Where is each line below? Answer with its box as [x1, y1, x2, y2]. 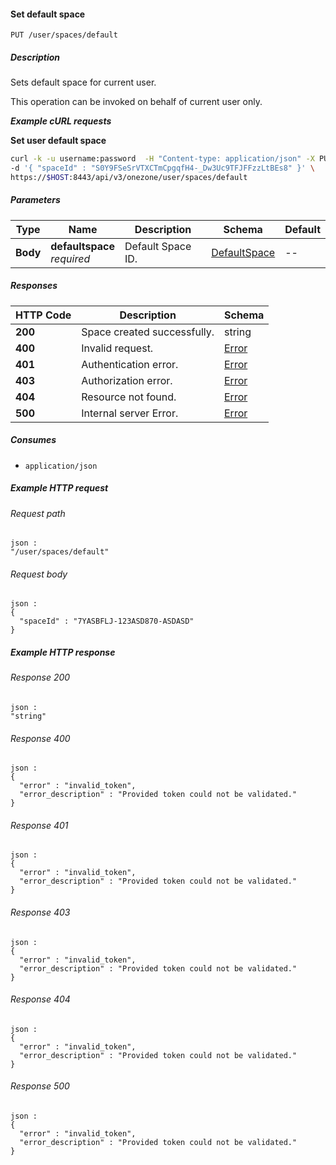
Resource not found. [81, 390, 177, 404]
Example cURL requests [10, 115, 112, 127]
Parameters [10, 194, 61, 206]
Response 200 [10, 671, 71, 684]
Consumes [10, 434, 57, 446]
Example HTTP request [10, 482, 109, 494]
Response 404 [10, 993, 71, 1005]
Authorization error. [81, 373, 173, 387]
